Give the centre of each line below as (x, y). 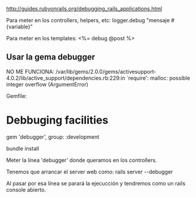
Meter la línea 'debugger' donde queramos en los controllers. (82, 160)
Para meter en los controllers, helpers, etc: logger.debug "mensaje (88, 20)
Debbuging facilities (57, 120)
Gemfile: (17, 96)
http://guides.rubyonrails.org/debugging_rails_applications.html (84, 9)
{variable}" (19, 27)
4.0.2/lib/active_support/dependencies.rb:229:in (66, 78)
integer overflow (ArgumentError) (47, 84)
